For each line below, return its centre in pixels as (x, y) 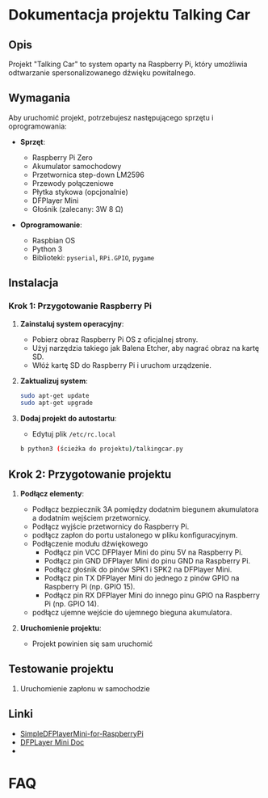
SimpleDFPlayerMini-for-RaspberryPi (82, 733)
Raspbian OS (54, 240)
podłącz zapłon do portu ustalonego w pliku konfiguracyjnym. (135, 534)
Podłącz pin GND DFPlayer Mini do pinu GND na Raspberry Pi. (147, 560)
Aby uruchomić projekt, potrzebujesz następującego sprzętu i (111, 117)
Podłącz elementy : (52, 493)
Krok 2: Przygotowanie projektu (90, 474)
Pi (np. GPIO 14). (71, 603)
